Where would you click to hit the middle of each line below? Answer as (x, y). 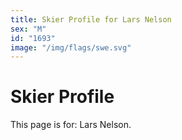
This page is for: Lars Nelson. (71, 125)
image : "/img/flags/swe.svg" (71, 47)
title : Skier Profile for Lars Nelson (91, 19)
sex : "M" (28, 29)
